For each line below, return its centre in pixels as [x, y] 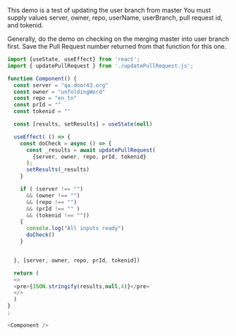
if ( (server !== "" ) [51, 189]
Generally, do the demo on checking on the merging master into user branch [118, 39]
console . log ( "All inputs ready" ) [75, 229]
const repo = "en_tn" [45, 98]
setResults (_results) [58, 170]
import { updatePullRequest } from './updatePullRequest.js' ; [100, 66]
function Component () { [42, 78]
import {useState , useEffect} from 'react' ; [74, 59]
